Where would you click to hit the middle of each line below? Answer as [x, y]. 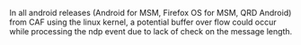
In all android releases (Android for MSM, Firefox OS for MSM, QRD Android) [150, 13]
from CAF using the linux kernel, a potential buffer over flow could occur [143, 22]
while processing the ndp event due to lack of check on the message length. [151, 31]
